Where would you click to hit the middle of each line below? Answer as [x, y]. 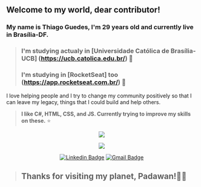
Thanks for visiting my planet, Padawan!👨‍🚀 [104, 176]
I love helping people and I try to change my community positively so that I [99, 96]
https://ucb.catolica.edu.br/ [83, 59]
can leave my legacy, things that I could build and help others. [84, 102]
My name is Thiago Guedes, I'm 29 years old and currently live [100, 27]
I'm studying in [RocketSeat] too [69, 75]
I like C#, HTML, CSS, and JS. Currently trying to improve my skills [106, 114]
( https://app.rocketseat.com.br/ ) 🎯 [73, 82]
